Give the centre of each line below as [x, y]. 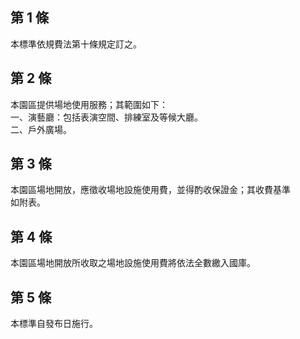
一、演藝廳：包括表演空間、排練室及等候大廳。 [106, 117]
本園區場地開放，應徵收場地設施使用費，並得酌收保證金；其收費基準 [150, 190]
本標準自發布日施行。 [54, 324]
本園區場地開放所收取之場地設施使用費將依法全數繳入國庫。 [133, 263]
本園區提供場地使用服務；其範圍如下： [89, 104]
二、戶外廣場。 [41, 129]
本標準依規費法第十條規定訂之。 [76, 44]
